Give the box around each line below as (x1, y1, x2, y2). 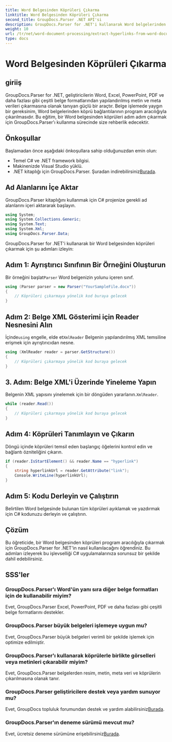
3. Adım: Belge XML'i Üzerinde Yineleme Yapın (5, 378, 157, 386)
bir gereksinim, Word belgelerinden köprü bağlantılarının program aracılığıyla (5, 108, 167, 114)
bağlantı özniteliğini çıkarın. (5, 449, 63, 455)
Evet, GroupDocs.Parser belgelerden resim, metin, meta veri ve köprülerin (5, 670, 161, 676)
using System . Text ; (5, 222, 47, 227)
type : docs (5, 36, 29, 41)
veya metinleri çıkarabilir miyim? (5, 658, 88, 665)
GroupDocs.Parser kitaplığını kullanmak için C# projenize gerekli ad (5, 197, 147, 203)
